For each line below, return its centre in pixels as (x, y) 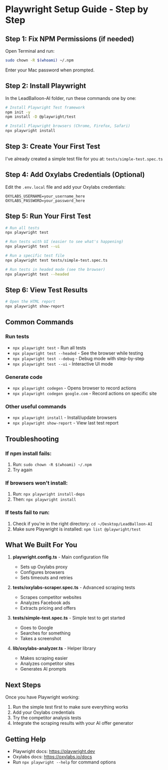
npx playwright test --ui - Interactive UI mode (63, 364)
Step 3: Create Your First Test (53, 146)
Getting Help (26, 739)
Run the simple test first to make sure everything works (70, 707)
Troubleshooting (32, 439)
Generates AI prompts (43, 669)
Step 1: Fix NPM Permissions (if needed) (70, 39)
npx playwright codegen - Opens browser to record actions (74, 388)
